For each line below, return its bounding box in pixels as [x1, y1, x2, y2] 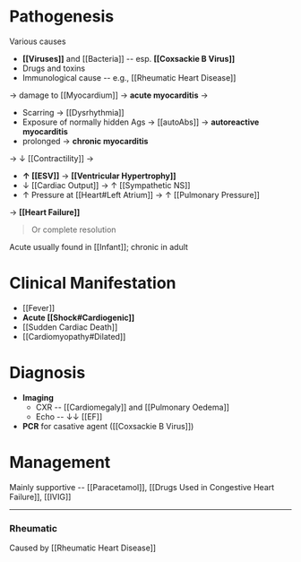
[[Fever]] [21, 302, 56, 313]
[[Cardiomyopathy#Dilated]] [21, 331, 126, 342]
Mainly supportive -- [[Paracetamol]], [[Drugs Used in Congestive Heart [9, 481, 275, 492]
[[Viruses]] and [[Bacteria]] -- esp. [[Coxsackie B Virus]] [21, 53, 236, 64]
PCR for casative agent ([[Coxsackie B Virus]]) [21, 420, 194, 431]
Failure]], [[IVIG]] [9, 491, 72, 502]
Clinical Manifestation [9, 273, 176, 293]
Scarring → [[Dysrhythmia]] [21, 107, 125, 117]
